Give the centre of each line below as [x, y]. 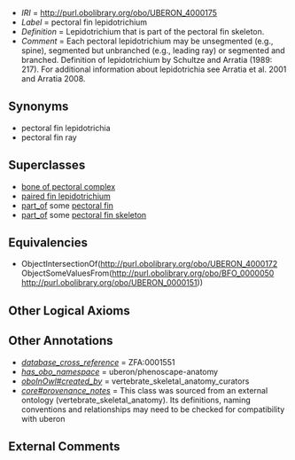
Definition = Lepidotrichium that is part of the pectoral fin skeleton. [143, 31]
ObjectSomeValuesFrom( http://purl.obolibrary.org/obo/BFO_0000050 [147, 273]
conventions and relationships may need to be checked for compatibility [153, 409]
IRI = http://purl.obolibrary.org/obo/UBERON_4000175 [119, 13]
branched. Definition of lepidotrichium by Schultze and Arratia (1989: [147, 60]
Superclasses [47, 165]
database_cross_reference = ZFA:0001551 [98, 362]
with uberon [43, 418]
